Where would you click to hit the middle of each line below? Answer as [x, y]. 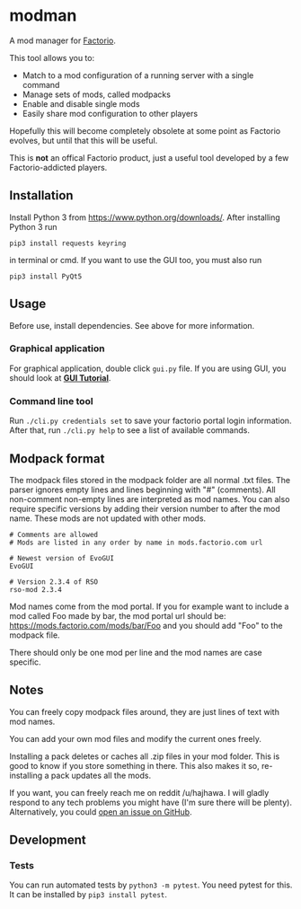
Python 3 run [33, 226]
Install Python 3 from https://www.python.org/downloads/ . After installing [145, 217]
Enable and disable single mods [81, 103]
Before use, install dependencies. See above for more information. [132, 325]
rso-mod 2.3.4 [36, 589]
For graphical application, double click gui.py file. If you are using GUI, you [148, 368]
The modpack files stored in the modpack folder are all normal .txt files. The [150, 480]
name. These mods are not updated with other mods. [108, 518]
